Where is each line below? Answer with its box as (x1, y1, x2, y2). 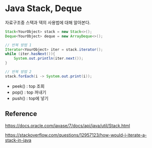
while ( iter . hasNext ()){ (5, 51, 55, 56)
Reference (5, 110, 37, 118)
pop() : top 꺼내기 (12, 89, 47, 95)
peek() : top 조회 (12, 83, 45, 89)
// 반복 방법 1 (5, 42, 32, 48)
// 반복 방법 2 (5, 69, 32, 74)
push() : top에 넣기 (12, 95, 49, 101)
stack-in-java (5, 137, 32, 143)
